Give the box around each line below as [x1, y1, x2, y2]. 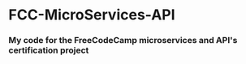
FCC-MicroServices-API [8, 6, 176, 24]
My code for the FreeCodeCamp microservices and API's [8, 35, 238, 46]
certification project [8, 45, 89, 56]
